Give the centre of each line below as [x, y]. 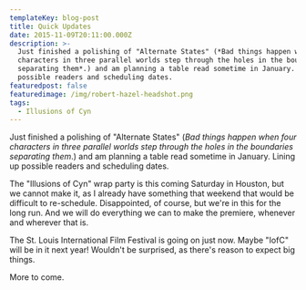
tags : [20, 103]
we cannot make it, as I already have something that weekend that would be [152, 193]
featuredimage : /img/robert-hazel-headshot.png [102, 94]
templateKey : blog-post [55, 18]
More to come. [37, 277]
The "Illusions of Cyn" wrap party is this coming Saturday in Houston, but [147, 184]
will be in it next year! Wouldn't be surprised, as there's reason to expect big [153, 250]
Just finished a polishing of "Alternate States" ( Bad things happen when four [153, 137]
